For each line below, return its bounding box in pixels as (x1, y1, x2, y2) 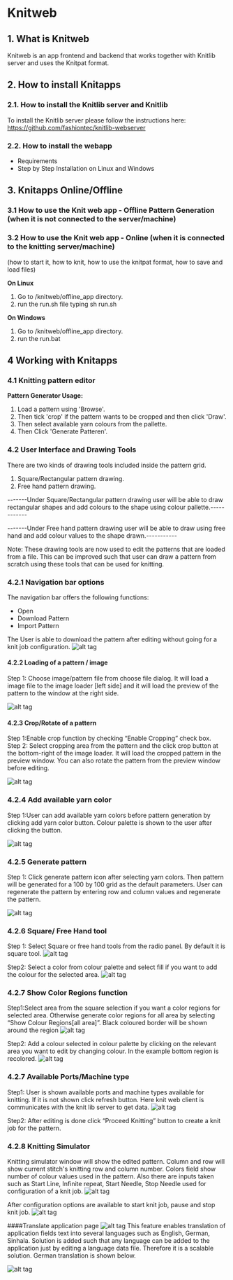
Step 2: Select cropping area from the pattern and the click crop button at (7, 742, 218, 750)
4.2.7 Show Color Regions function (7, 988, 128, 998)
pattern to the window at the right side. (7, 689, 119, 697)
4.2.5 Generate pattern (7, 856, 87, 866)
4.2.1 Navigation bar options (7, 577, 105, 587)
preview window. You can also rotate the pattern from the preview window (7, 756, 221, 765)
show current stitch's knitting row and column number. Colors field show (7, 1164, 216, 1174)
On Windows (7, 313, 45, 321)
